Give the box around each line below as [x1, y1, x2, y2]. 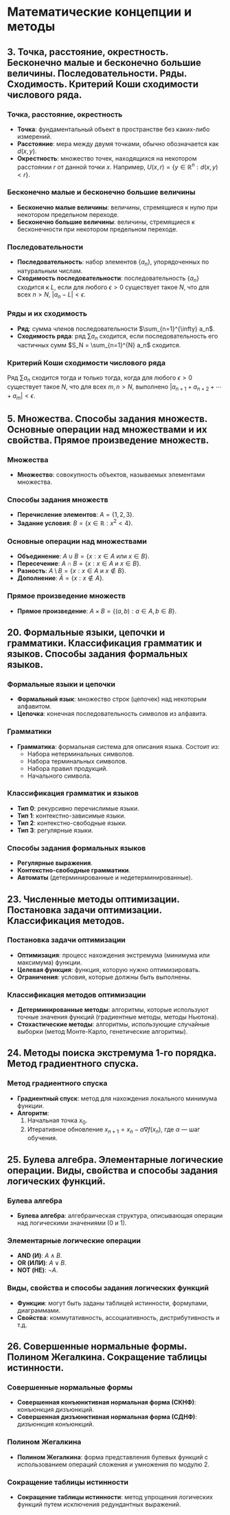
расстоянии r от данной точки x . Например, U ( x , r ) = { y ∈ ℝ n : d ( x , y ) [16, 161, 218, 171]
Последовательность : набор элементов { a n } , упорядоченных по [16, 258, 209, 268]
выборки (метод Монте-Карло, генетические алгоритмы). [16, 1028, 188, 1036]
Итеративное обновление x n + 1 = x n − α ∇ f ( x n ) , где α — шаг [27, 1125, 200, 1135]
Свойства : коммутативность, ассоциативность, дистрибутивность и [16, 1313, 220, 1321]
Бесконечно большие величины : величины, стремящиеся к [16, 218, 196, 226]
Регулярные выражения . [16, 859, 93, 867]
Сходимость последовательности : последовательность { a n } [16, 274, 200, 284]
